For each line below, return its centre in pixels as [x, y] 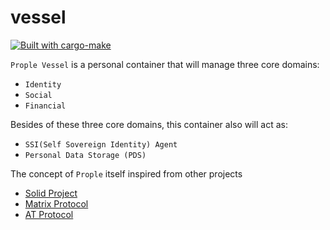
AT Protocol [49, 214]
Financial [45, 106]
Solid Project [51, 193]
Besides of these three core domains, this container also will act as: [149, 124]
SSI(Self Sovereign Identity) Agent [101, 144]
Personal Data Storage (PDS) [85, 155]
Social [38, 95]
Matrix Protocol [56, 203]
